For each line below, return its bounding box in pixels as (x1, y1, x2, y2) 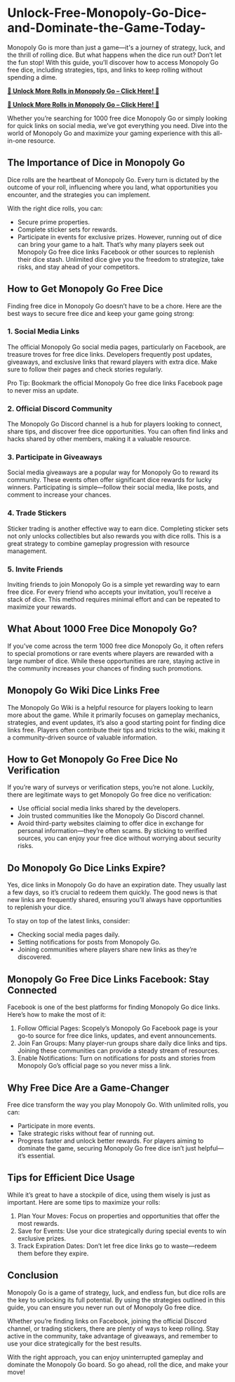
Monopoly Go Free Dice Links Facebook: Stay (7, 973, 210, 985)
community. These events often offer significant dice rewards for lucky (7, 476, 212, 484)
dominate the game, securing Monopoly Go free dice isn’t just (17, 1143, 196, 1152)
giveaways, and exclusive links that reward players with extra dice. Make (7, 357, 217, 366)
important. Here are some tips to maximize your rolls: (7, 1198, 161, 1206)
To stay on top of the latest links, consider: (7, 917, 130, 925)
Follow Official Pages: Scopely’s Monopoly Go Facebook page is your (17, 1024, 219, 1032)
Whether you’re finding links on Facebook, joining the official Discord (7, 1317, 207, 1325)
